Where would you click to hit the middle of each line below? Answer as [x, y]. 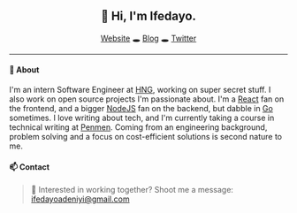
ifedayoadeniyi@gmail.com [80, 199]
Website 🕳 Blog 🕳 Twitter [148, 38]
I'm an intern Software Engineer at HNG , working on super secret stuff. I [140, 90]
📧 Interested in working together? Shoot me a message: [132, 190]
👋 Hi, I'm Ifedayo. [148, 16]
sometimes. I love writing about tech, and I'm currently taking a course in [142, 118]
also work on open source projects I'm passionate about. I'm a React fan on [147, 99]
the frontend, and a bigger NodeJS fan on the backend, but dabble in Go [141, 109]
